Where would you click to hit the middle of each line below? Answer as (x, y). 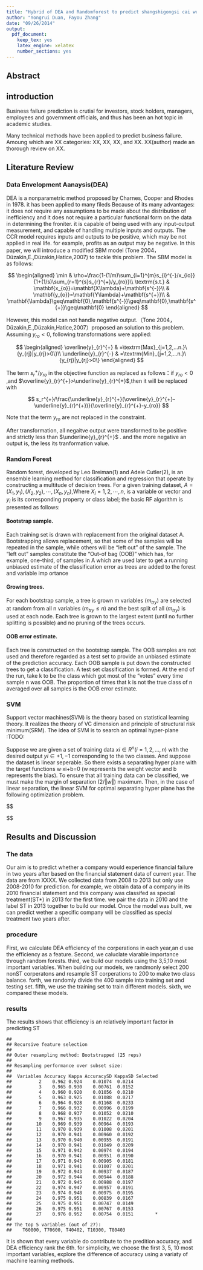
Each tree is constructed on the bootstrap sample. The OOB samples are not (101, 650)
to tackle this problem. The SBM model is (141, 257)
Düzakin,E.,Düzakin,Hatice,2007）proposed (61, 327)
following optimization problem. (45, 795)
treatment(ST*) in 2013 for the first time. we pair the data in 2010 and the (97, 899)
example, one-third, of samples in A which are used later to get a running (97, 560)
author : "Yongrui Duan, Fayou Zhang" (54, 18)
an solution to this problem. (151, 327)
